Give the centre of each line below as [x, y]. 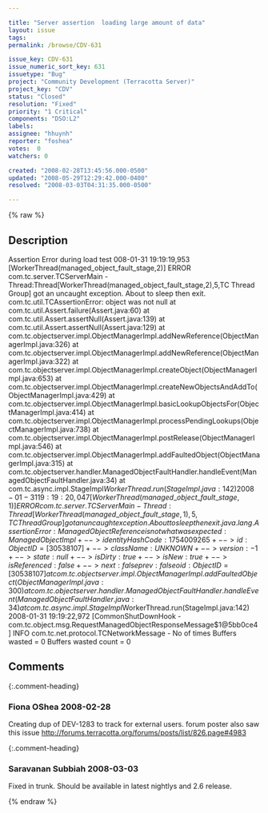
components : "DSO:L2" [44, 119]
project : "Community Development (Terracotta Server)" [102, 82]
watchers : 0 [28, 156]
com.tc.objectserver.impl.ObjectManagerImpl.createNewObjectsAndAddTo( [133, 387]
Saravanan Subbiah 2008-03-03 [73, 768]
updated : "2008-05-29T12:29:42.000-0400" [78, 178]
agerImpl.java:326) [39, 344]
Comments [36, 667]
